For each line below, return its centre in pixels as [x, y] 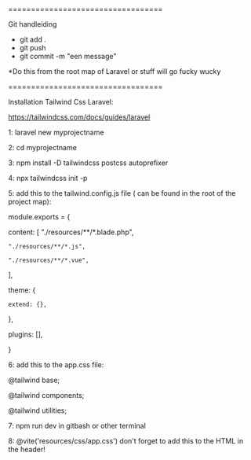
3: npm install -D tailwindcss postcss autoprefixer [88, 163]
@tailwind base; [34, 380]
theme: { [22, 290]
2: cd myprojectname [42, 147]
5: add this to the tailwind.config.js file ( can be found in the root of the [122, 193]
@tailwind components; [46, 395]
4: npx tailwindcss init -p [48, 178]
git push [33, 48]
